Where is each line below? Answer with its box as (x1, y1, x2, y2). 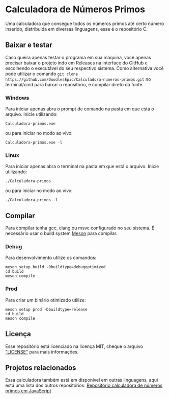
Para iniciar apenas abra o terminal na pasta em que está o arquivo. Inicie (5, 163, 159, 170)
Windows (5, 94, 30, 101)
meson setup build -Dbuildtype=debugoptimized (5, 265, 106, 270)
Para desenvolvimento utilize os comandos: (5, 254, 97, 261)
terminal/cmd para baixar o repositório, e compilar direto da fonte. (5, 81, 144, 87)
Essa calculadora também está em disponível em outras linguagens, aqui (5, 377, 158, 383)
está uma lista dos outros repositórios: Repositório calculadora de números (5, 382, 163, 389)
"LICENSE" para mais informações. (5, 348, 79, 355)
